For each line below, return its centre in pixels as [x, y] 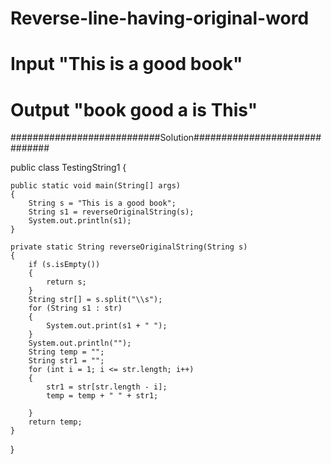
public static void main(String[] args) [96, 186]
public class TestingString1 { [68, 168]
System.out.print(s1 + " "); [107, 326]
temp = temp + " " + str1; [102, 396]
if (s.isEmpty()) [64, 265]
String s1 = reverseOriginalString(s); [111, 212]
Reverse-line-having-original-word [160, 18]
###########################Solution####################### [166, 138]
